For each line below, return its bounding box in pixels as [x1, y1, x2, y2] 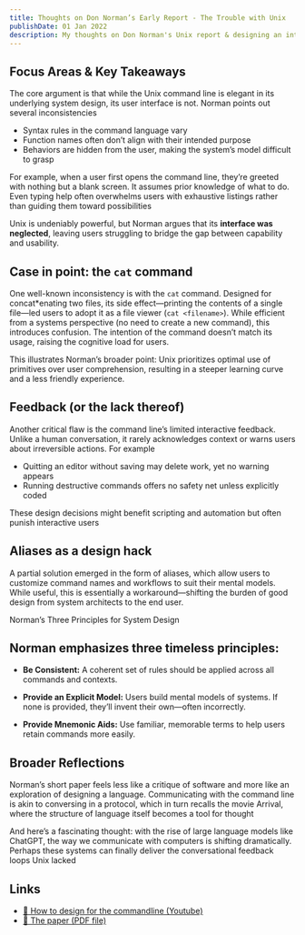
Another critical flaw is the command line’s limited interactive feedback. [9, 424, 277, 435]
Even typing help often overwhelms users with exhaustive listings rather [9, 191, 279, 202]
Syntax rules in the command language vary [22, 125, 188, 136]
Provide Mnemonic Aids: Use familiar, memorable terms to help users [22, 719, 286, 730]
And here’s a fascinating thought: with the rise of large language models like [9, 826, 293, 837]
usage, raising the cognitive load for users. [9, 337, 170, 347]
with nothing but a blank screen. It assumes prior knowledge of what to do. [9, 181, 290, 192]
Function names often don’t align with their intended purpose [22, 135, 251, 146]
